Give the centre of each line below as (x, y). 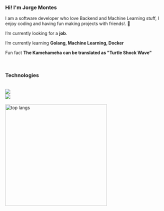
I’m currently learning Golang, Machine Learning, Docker (64, 43)
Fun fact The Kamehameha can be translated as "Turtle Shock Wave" (78, 53)
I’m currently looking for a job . (36, 33)
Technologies (22, 75)
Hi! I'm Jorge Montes (31, 7)
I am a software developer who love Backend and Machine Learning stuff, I (82, 18)
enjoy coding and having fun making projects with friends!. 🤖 (68, 23)
